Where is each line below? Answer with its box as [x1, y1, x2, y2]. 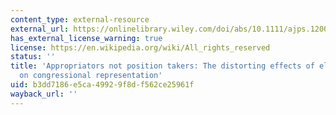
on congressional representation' [19, 71, 163, 81]
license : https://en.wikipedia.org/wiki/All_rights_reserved [10, 42, 271, 53]
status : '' [10, 52, 56, 62]
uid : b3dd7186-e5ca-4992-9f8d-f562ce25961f [10, 80, 195, 90]
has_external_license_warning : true [10, 33, 163, 43]
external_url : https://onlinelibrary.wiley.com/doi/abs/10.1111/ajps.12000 [10, 24, 333, 34]
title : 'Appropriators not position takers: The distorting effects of [10, 61, 315, 71]
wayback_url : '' [10, 89, 78, 99]
